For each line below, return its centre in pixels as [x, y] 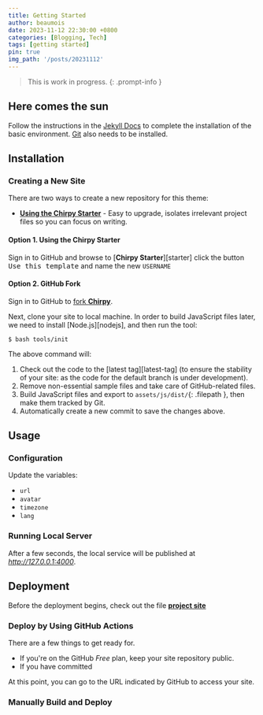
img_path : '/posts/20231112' [56, 60]
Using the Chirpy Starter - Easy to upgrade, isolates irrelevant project [133, 213]
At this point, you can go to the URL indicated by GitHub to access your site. [131, 681]
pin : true [24, 52]
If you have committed [56, 666]
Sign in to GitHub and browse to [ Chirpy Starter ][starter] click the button [126, 257]
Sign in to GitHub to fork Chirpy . [60, 301]
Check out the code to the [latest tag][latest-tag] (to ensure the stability [135, 369]
